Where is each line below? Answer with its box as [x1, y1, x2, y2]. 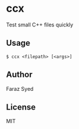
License [6, 102, 36, 112]
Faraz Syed [6, 85, 34, 92]
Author [6, 70, 32, 80]
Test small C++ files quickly [6, 21, 74, 28]
